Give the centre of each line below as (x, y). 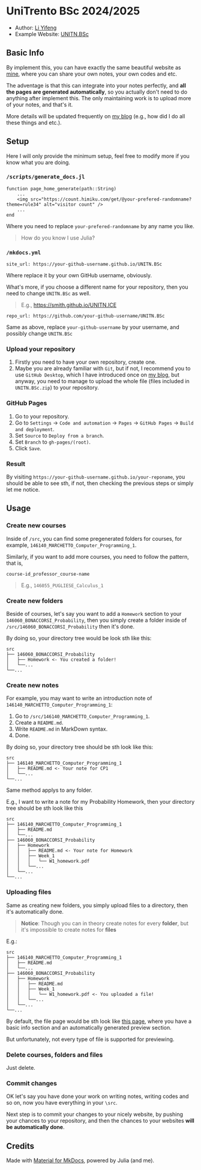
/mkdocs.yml (24, 252)
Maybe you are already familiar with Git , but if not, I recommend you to (103, 369)
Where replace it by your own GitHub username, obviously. (79, 276)
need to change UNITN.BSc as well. (49, 294)
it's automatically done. (35, 911)
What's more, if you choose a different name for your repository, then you (97, 287)
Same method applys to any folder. (49, 790)
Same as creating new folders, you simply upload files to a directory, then (97, 905)
